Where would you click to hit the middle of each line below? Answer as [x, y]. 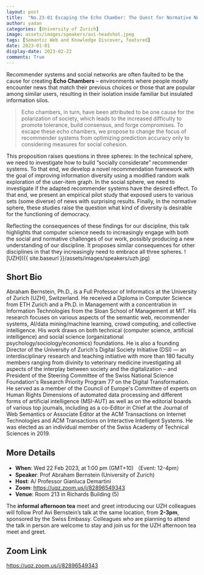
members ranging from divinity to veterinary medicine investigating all [94, 362]
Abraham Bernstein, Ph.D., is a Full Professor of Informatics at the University [102, 291]
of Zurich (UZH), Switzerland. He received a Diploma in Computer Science [99, 298]
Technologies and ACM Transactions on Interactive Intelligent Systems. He [100, 421]
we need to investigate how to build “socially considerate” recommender [97, 162]
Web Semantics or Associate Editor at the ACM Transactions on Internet [96, 414]
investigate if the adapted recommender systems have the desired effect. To [102, 188]
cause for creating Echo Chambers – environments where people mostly [97, 81]
